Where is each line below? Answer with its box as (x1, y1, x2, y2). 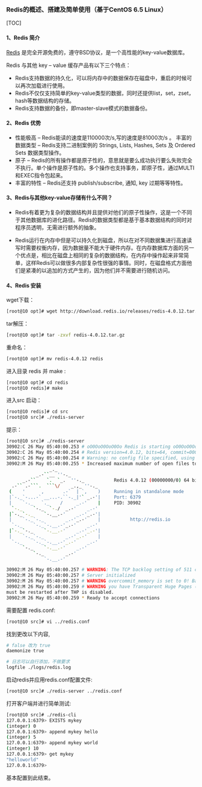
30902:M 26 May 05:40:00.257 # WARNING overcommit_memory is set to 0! (6, 578, 189, 584)
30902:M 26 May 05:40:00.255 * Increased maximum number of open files (6, 460, 189, 467)
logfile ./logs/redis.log (6, 664, 71, 671)
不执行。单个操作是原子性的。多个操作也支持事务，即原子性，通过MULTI (14, 164, 195, 171)
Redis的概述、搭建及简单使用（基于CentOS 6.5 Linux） (6, 5, 167, 13)
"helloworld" (6, 756, 39, 763)
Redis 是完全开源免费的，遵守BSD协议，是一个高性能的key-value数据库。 (6, 48, 188, 56)
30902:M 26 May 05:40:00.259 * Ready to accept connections (6, 594, 161, 601)
